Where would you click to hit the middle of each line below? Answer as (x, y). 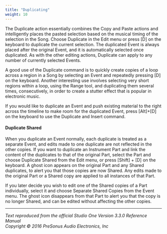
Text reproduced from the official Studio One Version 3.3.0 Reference (76, 215)
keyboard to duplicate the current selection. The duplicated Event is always (82, 44)
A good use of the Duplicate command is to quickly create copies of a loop (82, 70)
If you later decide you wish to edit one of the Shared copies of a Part (76, 185)
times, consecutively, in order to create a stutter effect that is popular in (78, 91)
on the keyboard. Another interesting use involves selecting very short (77, 80)
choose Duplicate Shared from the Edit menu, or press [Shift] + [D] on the (81, 160)
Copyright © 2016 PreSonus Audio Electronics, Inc (57, 226)
